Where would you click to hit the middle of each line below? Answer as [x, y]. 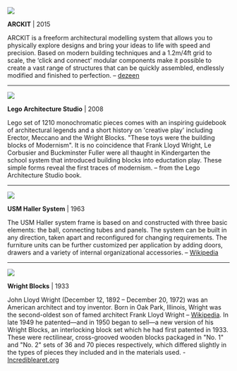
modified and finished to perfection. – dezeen [73, 75]
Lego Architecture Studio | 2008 [55, 109]
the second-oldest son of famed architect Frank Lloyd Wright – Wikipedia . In [118, 315]
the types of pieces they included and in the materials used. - [97, 352]
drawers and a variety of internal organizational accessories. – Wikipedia [113, 252]
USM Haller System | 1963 [46, 209]
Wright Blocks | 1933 [38, 286]
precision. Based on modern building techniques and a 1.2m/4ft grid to [110, 53]
